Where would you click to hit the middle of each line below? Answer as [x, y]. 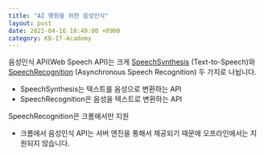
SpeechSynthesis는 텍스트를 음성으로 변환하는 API [101, 89]
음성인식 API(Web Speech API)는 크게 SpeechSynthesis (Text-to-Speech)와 [132, 62]
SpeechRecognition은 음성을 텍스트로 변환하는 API [101, 99]
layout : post [30, 23]
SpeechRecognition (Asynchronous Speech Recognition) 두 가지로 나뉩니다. [132, 72]
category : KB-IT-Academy [50, 38]
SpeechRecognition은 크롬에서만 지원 [69, 116]
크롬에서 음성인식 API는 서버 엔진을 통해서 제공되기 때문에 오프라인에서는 [134, 133]
